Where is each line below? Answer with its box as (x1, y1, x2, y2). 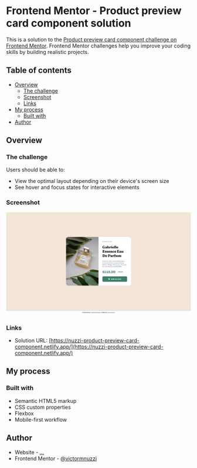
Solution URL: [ (14, 337, 51, 344)
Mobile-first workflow (14, 416, 67, 423)
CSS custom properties (14, 403, 72, 411)
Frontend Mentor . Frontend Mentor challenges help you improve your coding (6, 42, 191, 49)
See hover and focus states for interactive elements (14, 184, 140, 191)
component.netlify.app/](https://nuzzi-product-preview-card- (14, 343, 164, 350)
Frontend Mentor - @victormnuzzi (14, 455, 97, 462)
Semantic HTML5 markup (14, 397, 77, 404)
